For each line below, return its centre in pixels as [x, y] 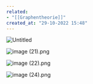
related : [17, 12]
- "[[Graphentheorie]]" [36, 17]
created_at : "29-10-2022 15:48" [47, 23]
